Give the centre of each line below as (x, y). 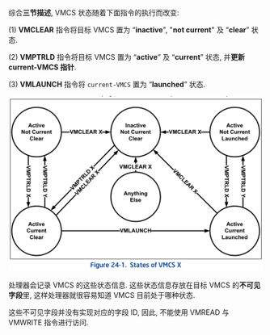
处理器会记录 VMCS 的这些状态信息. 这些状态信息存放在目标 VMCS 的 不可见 (135, 285)
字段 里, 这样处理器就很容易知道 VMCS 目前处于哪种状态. (102, 295)
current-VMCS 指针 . (42, 67)
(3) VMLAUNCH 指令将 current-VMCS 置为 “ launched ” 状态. (107, 84)
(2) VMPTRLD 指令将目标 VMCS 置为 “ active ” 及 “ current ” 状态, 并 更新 (127, 57)
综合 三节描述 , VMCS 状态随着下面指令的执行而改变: (94, 13)
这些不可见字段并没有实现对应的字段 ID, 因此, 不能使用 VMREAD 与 (119, 312)
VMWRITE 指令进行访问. (49, 323)
